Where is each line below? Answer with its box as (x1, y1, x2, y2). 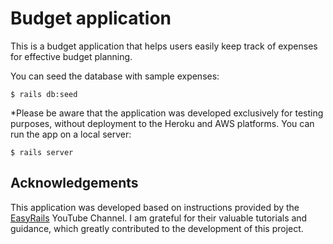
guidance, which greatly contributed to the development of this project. (10, 222, 304, 234)
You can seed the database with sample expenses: (10, 70, 220, 82)
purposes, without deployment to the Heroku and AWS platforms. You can (10, 117, 315, 129)
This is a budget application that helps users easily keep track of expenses (10, 40, 318, 52)
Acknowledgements (10, 175, 139, 192)
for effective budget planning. (10, 50, 133, 62)
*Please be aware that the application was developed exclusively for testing (10, 107, 324, 119)
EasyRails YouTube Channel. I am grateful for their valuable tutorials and (10, 212, 308, 224)
